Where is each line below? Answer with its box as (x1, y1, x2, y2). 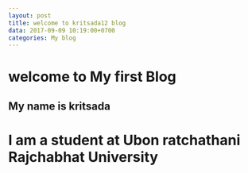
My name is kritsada (8, 99, 111, 113)
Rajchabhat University (8, 148, 159, 167)
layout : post (8, 11, 52, 20)
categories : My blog (8, 33, 77, 42)
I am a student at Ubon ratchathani (8, 132, 241, 149)
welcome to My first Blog (8, 68, 176, 86)
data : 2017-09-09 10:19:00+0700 (8, 26, 115, 34)
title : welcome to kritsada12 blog (8, 19, 126, 27)
